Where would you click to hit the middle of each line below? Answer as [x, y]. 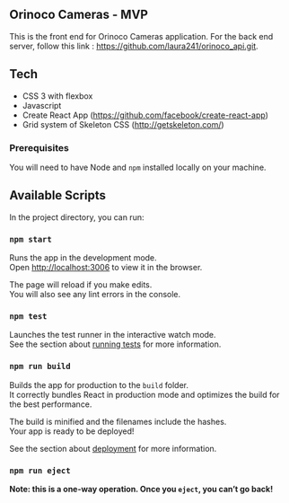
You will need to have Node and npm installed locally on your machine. [138, 167]
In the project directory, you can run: [77, 217]
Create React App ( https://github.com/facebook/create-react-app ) [145, 115]
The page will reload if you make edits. [81, 285]
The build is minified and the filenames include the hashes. [118, 421]
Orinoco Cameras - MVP [79, 15]
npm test [28, 316]
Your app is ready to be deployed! [72, 431]
